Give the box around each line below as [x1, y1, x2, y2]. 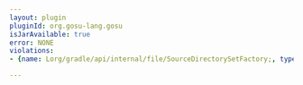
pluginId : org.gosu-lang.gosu [9, 21, 124, 30]
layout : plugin [9, 13, 67, 22]
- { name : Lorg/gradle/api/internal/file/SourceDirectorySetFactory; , [9, 55, 277, 64]
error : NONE [9, 38, 54, 47]
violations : [9, 47, 54, 55]
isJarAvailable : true [9, 30, 91, 38]
